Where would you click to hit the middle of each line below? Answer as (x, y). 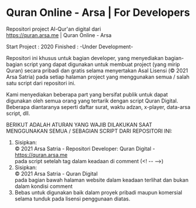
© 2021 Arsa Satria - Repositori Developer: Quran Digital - (85, 148)
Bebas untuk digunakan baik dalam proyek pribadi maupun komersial (98, 192)
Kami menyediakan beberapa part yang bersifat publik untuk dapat (87, 94)
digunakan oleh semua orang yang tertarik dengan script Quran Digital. (92, 101)
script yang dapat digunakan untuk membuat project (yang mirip (102, 64)
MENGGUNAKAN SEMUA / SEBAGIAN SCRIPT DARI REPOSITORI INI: (89, 131)
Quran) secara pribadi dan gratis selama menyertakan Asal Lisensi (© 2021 (97, 70)
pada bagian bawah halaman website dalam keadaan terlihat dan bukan (102, 180)
